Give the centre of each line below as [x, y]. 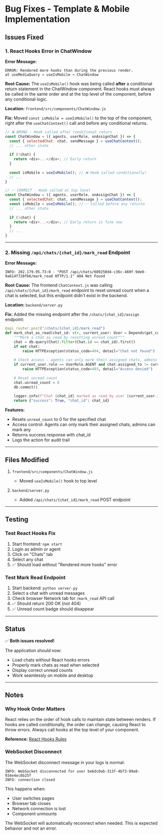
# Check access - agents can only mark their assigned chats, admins [86, 360]
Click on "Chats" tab [33, 554]
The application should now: [33, 650]
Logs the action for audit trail [41, 440]
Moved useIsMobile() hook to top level [58, 481]
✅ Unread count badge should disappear [53, 609]
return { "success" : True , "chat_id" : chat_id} [62, 401]
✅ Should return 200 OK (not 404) [46, 603]
